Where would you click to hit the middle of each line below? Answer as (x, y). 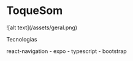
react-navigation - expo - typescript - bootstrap (66, 51)
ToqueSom (35, 11)
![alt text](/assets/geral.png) (42, 27)
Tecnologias (22, 39)
